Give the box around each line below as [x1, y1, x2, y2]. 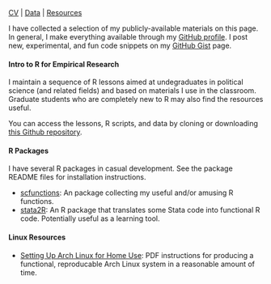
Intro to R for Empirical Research [8, 59, 120, 69]
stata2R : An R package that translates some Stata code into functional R [19, 206, 260, 215]
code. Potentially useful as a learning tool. [19, 214, 160, 223]
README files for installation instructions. [8, 172, 147, 182]
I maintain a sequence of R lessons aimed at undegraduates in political [8, 77, 244, 87]
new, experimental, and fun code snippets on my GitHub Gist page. [8, 40, 232, 50]
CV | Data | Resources [8, 8, 83, 17]
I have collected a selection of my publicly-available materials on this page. [8, 23, 259, 33]
